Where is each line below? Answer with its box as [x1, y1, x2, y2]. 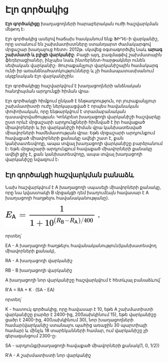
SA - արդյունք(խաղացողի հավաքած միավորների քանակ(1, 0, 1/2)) [5, 342, 159, 348]
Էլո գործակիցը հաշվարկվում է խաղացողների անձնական [5, 82, 141, 89]
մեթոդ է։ [5, 26, 25, 32]
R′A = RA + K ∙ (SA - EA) [5, 286, 55, 292]
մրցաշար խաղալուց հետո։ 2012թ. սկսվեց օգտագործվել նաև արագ [5, 46, 162, 52]
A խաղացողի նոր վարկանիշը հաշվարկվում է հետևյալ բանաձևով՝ [5, 277, 161, 283]
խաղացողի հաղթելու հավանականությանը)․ [5, 195, 109, 201]
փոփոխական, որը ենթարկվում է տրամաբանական [5, 108, 126, 114]
